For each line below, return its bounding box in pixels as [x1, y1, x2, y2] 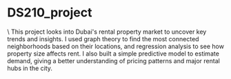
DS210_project [7, 5, 92, 21]
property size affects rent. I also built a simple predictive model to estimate [7, 49, 219, 58]
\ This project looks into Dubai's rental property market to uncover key [7, 27, 207, 36]
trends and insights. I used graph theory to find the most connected [7, 34, 199, 43]
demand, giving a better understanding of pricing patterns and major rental [7, 56, 221, 65]
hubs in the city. [7, 64, 53, 72]
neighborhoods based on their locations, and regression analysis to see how [7, 42, 224, 50]
